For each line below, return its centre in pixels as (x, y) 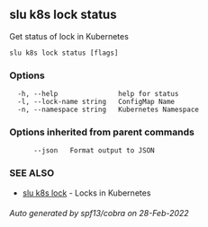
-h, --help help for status (98, 94)
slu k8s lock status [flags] (64, 53)
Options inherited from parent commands (102, 132)
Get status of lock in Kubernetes (69, 36)
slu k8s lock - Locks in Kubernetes (86, 193)
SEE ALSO (32, 173)
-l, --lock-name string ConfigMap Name (96, 102)
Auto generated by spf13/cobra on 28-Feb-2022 (99, 214)
